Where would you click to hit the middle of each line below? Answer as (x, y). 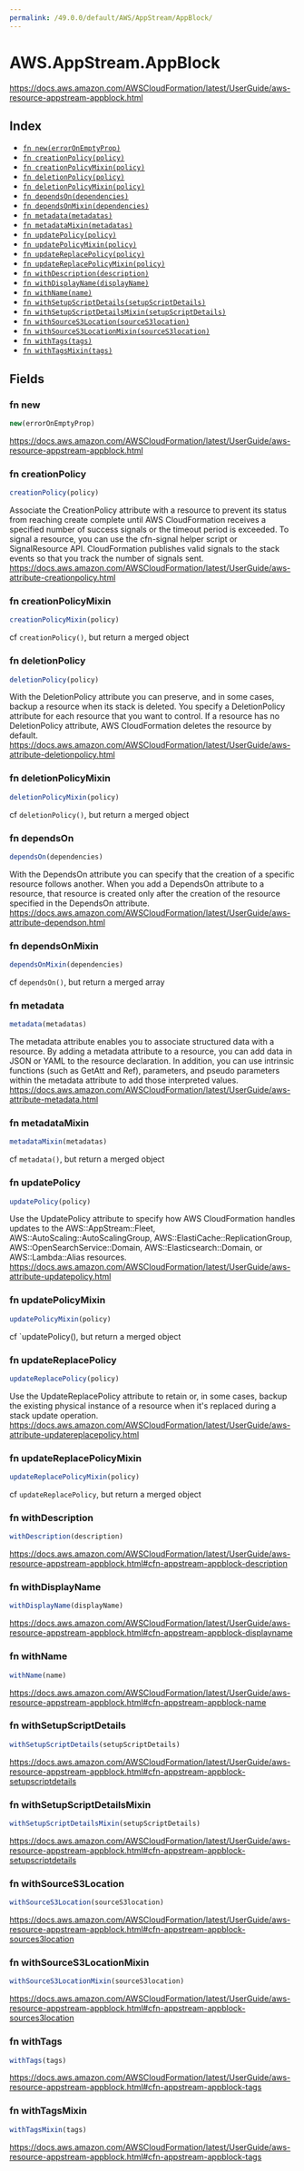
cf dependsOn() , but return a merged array (87, 982)
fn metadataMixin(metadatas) (78, 226)
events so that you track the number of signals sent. (107, 558)
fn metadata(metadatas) (68, 216)
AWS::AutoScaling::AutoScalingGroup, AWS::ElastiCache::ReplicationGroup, (151, 1238)
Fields (27, 379)
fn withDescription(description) (86, 274)
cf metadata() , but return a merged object (87, 1159)
